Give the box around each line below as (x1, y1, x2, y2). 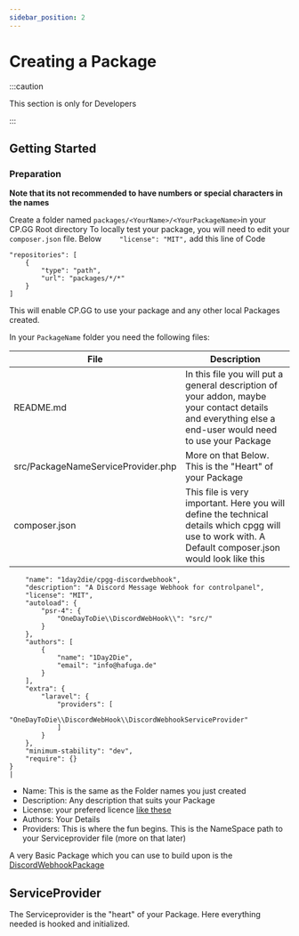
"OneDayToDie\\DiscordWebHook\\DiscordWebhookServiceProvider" (9, 715, 249, 725)
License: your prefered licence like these (21, 804, 172, 815)
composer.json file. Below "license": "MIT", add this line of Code (9, 233, 266, 245)
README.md (13, 401, 67, 414)
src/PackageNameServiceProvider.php (13, 460, 177, 472)
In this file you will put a (185, 368, 284, 381)
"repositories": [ (9, 251, 77, 260)
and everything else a (185, 413, 276, 425)
